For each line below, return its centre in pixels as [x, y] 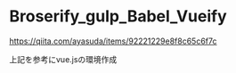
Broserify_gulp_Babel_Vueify [118, 16]
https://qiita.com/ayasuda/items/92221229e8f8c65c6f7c [113, 41]
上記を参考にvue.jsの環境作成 [63, 59]
